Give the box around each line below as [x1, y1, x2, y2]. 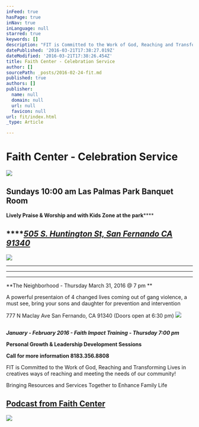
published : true [6, 75, 46, 81]
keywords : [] [6, 36, 38, 42]
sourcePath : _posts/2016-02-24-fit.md [6, 70, 102, 76]
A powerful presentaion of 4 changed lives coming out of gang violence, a [6, 293, 188, 300]
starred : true [6, 31, 41, 37]
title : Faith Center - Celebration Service [6, 58, 115, 64]
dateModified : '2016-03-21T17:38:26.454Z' [6, 53, 113, 59]
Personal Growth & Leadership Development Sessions [6, 341, 142, 348]
